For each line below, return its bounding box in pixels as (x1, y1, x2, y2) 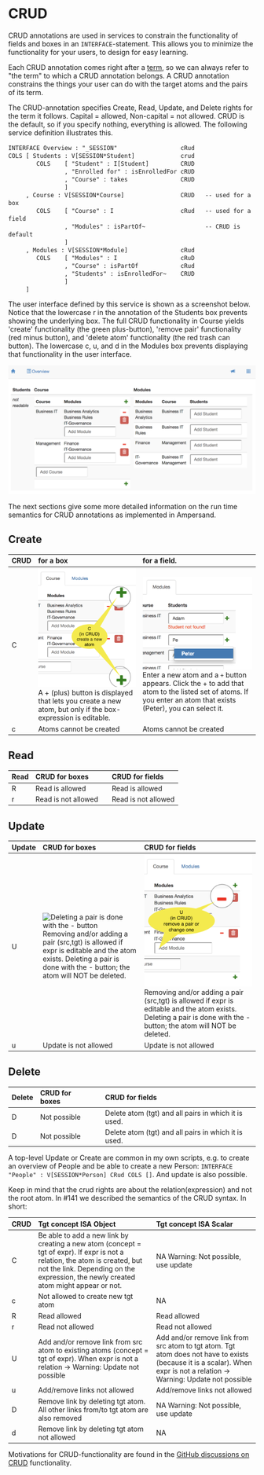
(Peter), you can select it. (142, 704, 224, 714)
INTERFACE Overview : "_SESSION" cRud (8, 144, 195, 152)
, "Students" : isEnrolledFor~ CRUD (64, 270, 195, 277)
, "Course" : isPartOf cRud (64, 262, 195, 270)
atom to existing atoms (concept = (38, 1345, 149, 1355)
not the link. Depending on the (38, 1264, 136, 1274)
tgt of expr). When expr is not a (38, 1353, 139, 1363)
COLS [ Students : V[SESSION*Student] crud (8, 152, 195, 160)
